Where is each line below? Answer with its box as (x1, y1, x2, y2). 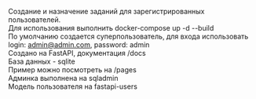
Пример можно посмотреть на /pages (8, 65, 137, 74)
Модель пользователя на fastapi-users (8, 82, 137, 91)
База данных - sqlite (8, 57, 76, 66)
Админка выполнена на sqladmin (8, 74, 119, 82)
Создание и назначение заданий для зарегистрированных (8, 7, 205, 16)
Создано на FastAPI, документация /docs (8, 49, 147, 57)
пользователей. (8, 15, 61, 24)
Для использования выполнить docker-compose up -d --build (8, 24, 214, 32)
